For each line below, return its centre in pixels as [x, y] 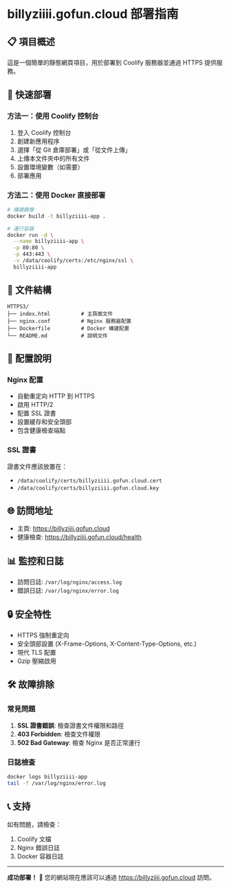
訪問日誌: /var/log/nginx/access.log [69, 582]
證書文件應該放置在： [37, 466]
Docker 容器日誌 [40, 856]
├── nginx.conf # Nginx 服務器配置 [69, 321]
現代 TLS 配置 [36, 653]
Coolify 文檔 [34, 839]
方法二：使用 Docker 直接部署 [56, 195]
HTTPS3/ [18, 306]
